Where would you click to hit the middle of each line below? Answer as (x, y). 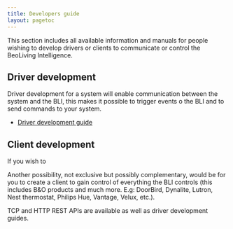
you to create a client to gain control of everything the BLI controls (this (110, 182)
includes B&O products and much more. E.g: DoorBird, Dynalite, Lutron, (110, 190)
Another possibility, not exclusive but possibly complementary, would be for (116, 175)
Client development (51, 144)
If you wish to (27, 161)
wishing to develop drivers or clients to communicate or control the (104, 48)
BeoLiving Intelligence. (40, 55)
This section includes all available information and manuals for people (108, 40)
